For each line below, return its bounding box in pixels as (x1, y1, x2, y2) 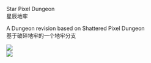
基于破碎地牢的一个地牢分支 (6, 32, 76, 39)
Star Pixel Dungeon (6, 6, 55, 12)
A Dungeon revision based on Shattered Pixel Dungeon (6, 24, 145, 32)
